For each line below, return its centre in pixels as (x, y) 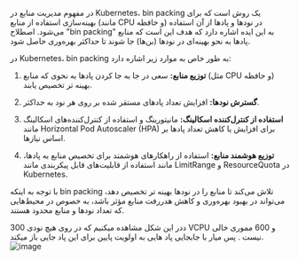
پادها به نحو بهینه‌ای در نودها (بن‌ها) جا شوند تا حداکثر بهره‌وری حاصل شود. (130, 41)
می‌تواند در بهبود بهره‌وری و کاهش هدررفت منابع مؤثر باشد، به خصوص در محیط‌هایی (148, 201)
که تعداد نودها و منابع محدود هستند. (67, 210)
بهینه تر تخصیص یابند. (57, 85)
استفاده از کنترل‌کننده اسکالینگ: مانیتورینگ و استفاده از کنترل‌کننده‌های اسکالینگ (153, 119)
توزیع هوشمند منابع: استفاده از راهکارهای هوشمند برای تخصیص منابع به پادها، (149, 155)
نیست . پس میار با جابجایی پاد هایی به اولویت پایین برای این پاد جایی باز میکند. (137, 237)
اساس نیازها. (44, 138)
